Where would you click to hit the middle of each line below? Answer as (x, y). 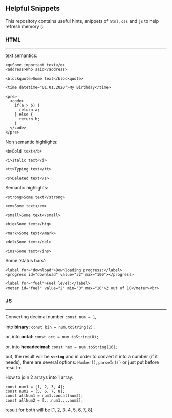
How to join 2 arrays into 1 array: (39, 377)
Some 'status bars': (26, 261)
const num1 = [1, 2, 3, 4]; (35, 387)
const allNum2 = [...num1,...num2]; (44, 401)
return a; (29, 110)
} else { (24, 115)
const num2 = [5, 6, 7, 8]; (35, 392)
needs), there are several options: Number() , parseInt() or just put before (82, 362)
